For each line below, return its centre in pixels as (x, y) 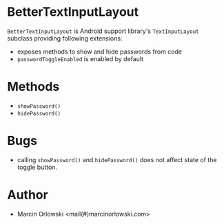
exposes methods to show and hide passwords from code (100, 52)
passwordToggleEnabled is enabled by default (80, 58)
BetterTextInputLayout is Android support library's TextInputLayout (103, 31)
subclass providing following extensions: (65, 38)
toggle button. (37, 167)
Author (28, 195)
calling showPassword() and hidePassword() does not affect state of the (117, 159)
